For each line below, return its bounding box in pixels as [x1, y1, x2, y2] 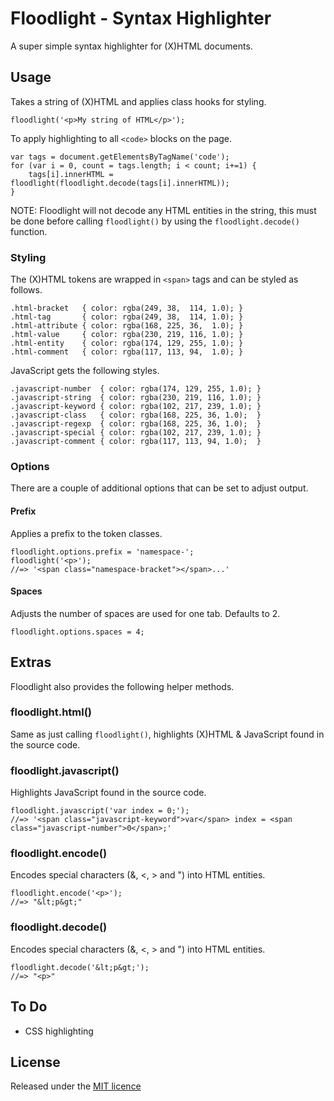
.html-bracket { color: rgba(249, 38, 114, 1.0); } [10, 303, 244, 314]
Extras [10, 654, 52, 671]
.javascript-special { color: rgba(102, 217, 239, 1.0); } [10, 428, 262, 438]
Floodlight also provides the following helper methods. [10, 680, 235, 692]
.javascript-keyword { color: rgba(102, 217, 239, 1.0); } [10, 402, 262, 412]
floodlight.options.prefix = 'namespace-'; [10, 547, 195, 557]
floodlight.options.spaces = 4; [10, 627, 145, 637]
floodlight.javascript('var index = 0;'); [10, 806, 190, 816]
